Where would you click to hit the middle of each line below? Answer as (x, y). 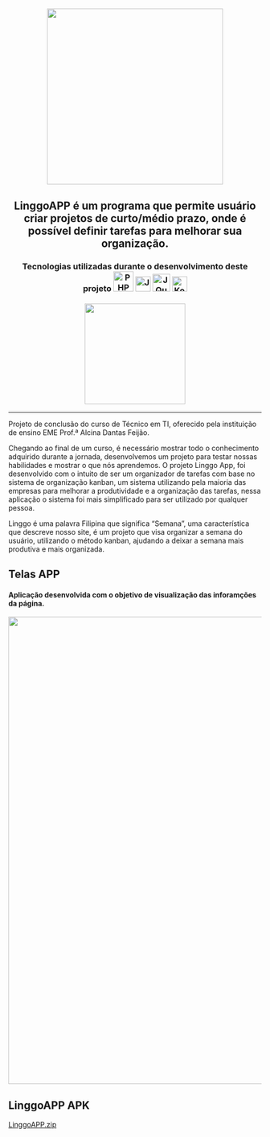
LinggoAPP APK (49, 1105)
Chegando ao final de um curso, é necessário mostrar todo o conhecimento (134, 448)
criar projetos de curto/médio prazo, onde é (135, 218)
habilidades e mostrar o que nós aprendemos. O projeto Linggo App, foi (127, 465)
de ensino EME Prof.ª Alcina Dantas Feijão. (79, 432)
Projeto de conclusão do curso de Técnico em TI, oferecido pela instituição (133, 424)
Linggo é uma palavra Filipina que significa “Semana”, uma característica (129, 523)
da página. (27, 603)
